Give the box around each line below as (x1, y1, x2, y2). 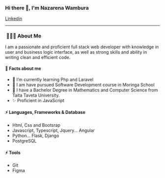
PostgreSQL (12, 138, 37, 143)
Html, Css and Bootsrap (12, 122, 60, 128)
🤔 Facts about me (5, 66, 41, 71)
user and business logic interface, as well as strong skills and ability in (5, 49, 147, 55)
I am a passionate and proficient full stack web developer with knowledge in (5, 44, 159, 50)
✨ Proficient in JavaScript (12, 97, 65, 103)
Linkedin (5, 16, 23, 22)
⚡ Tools (5, 149, 21, 155)
